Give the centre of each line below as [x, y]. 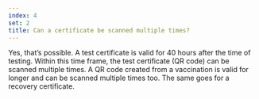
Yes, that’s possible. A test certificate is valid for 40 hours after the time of [129, 53]
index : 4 [23, 15]
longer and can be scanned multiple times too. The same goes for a [119, 78]
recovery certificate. [42, 86]
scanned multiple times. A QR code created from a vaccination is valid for [128, 70]
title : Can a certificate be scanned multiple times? [99, 30]
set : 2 [19, 23]
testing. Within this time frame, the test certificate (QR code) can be [119, 61]
